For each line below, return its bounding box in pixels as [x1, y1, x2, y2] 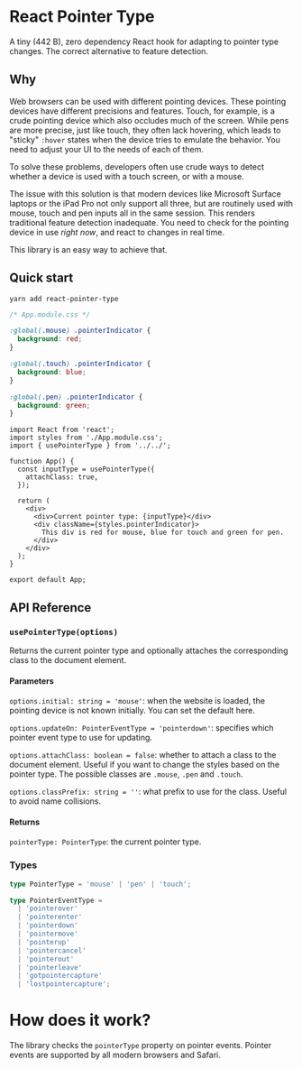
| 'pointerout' [17, 954, 75, 963]
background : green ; [17, 401, 91, 410]
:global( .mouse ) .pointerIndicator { [9, 327, 151, 336]
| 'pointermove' [17, 929, 78, 939]
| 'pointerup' [17, 937, 70, 946]
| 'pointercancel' [17, 945, 87, 955]
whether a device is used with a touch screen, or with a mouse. [9, 170, 245, 181]
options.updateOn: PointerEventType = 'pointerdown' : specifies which [9, 723, 274, 733]
